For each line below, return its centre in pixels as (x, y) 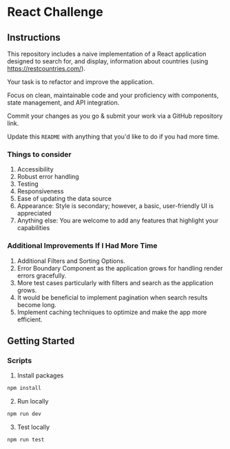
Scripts (20, 360)
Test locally (33, 427)
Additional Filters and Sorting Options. (71, 261)
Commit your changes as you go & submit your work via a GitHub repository (115, 116)
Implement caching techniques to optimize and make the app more (112, 312)
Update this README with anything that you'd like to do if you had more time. (113, 136)
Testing (28, 184)
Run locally (33, 401)
